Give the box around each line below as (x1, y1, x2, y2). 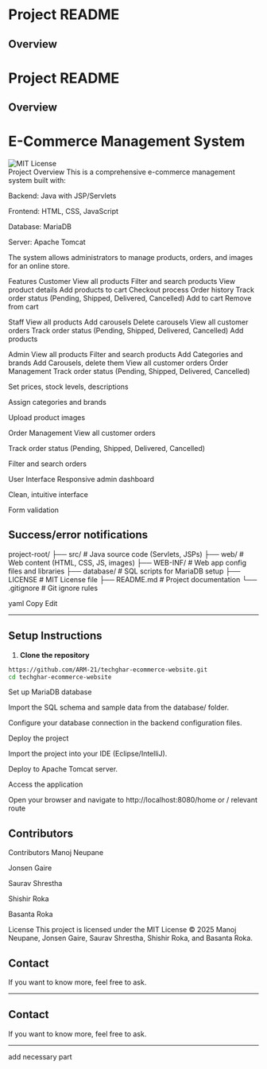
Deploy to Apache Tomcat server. (8, 764, 118, 774)
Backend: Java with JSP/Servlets (8, 191, 117, 200)
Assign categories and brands (8, 398, 107, 407)
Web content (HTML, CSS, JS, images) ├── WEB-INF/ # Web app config (8, 558, 247, 567)
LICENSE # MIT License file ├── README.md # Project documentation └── (8, 574, 257, 584)
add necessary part (8, 1052, 73, 1061)
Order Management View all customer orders (8, 428, 157, 438)
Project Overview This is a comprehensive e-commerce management (8, 167, 236, 177)
